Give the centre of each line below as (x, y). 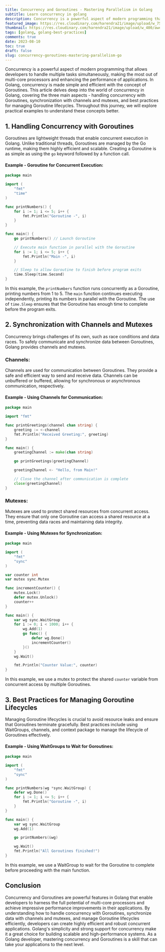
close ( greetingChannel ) (38, 483)
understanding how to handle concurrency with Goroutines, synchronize (78, 913)
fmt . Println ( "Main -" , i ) (49, 256)
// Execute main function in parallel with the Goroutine (74, 247)
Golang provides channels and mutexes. (46, 347)
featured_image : (22, 23)
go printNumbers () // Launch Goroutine (55, 238)
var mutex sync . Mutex (27, 580)
